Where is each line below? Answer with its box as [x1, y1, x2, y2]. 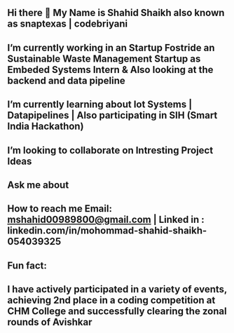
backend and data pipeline [7, 74, 126, 86]
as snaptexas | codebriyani [7, 18, 128, 30]
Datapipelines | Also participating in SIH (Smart [7, 109, 218, 121]
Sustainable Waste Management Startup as [7, 53, 201, 64]
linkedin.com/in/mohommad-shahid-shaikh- [7, 225, 207, 237]
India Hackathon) [7, 121, 84, 132]
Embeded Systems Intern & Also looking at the [7, 64, 214, 76]
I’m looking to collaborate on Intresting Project [7, 144, 214, 156]
